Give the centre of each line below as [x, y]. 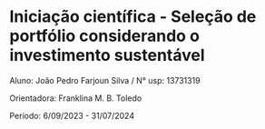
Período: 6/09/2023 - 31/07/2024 [72, 115]
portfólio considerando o [104, 36]
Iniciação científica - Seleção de [133, 17]
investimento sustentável [108, 55]
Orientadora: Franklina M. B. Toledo [76, 98]
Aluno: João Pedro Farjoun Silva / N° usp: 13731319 [105, 80]
